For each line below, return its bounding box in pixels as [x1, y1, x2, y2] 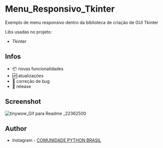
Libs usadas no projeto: [5, 29, 52, 35]
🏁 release [12, 83, 32, 89]
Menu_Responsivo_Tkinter [5, 3, 115, 15]
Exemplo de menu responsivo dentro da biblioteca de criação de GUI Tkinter [5, 19, 159, 25]
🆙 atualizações [12, 73, 44, 78]
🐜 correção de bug [12, 78, 50, 84]
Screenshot [5, 97, 41, 106]
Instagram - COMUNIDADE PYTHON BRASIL [12, 137, 101, 143]
